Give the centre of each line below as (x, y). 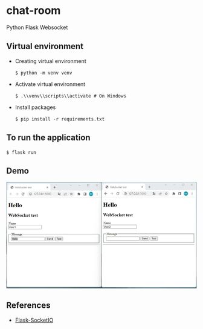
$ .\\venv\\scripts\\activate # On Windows (71, 96)
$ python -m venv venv (43, 73)
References (28, 306)
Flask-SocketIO (34, 320)
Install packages (35, 107)
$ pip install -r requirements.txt (60, 119)
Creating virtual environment (50, 61)
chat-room (34, 11)
